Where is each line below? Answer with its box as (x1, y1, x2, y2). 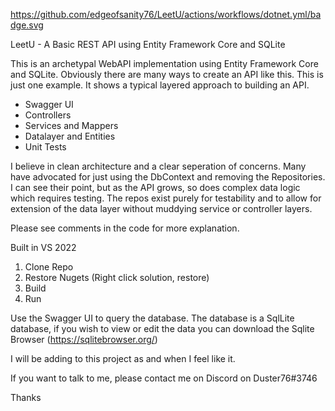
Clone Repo (24, 261, 74, 273)
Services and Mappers (24, 120, 119, 131)
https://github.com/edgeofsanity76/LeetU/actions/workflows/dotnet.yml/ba (10, 9, 322, 20)
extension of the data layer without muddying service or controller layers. (10, 203, 313, 214)
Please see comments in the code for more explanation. (10, 222, 240, 234)
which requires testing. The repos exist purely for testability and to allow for (10, 192, 322, 204)
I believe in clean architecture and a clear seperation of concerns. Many (10, 160, 307, 172)
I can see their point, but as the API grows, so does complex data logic (10, 182, 301, 193)
